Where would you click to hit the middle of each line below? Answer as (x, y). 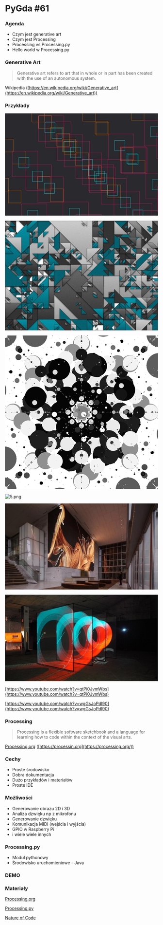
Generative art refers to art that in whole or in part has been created (85, 73)
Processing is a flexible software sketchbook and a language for (81, 732)
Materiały (16, 888)
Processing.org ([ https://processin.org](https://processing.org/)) (70, 747)
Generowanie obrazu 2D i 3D (41, 808)
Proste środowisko (31, 770)
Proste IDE (23, 785)
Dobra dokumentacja (33, 775)
